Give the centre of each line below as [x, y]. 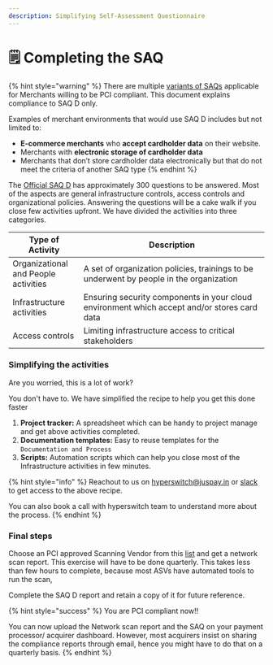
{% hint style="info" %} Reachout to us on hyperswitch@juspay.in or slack [133, 481]
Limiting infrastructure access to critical [159, 330]
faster [18, 406]
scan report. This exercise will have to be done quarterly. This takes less [129, 563]
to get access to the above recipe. [66, 490]
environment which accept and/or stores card [171, 307]
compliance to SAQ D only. [53, 103]
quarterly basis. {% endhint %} [60, 653]
